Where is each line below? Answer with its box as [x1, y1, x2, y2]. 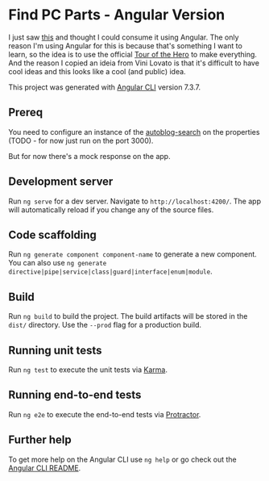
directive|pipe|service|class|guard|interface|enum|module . [8, 266, 213, 276]
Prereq [8, 106, 43, 119]
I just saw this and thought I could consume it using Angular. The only [8, 32, 239, 42]
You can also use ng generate [8, 258, 107, 268]
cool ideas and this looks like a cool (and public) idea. [8, 66, 187, 76]
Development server [8, 175, 114, 189]
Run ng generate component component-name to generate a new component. [8, 249, 258, 259]
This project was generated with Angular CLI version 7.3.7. [8, 82, 201, 92]
